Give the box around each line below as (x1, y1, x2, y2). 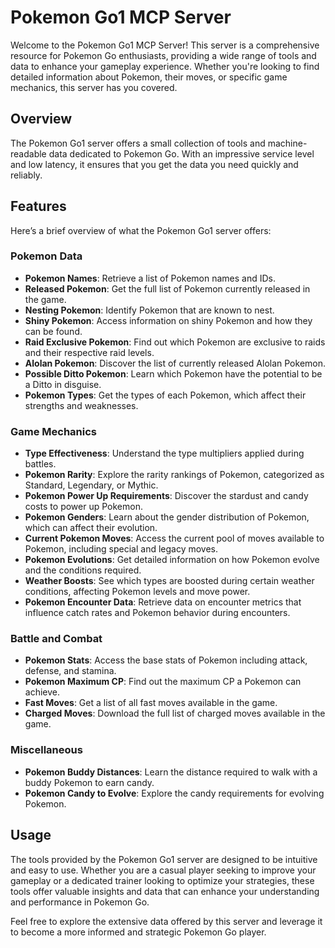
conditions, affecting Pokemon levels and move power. (24, 586, 251, 598)
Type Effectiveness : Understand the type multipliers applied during (24, 447, 305, 460)
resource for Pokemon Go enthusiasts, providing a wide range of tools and (10, 49, 317, 61)
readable (10, 147, 47, 160)
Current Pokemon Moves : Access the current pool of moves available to (24, 532, 325, 545)
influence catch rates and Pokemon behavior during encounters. (24, 607, 291, 619)
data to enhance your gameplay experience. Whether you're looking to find (10, 60, 320, 72)
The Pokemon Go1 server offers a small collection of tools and (10, 137, 266, 149)
